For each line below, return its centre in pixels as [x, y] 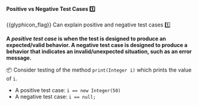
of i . [12, 79]
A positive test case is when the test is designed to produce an [86, 39]
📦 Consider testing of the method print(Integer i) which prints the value [99, 70]
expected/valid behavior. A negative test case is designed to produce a [97, 45]
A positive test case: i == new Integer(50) [68, 90]
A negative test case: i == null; [55, 97]
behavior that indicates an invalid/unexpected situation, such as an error [99, 52]
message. [19, 58]
